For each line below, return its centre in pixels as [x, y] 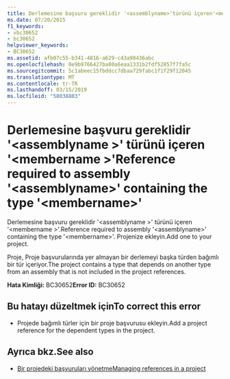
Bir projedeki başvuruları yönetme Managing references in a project [111, 368]
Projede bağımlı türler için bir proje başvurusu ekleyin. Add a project [112, 323]
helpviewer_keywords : [38, 45]
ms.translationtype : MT [41, 77]
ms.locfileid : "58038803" [44, 97]
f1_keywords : [26, 26]
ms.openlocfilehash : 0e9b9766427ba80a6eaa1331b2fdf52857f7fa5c [99, 64]
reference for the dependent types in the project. [86, 330]
